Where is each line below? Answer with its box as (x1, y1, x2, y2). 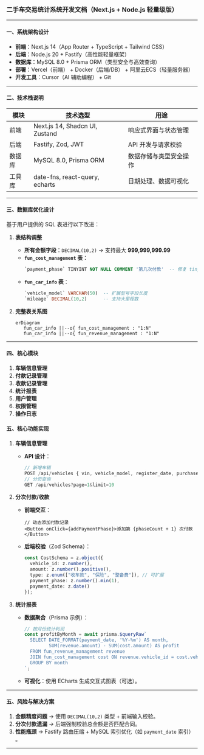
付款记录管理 (15, 372, 47, 379)
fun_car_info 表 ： (24, 278, 69, 285)
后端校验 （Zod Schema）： (24, 543, 91, 550)
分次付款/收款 (15, 493, 50, 501)
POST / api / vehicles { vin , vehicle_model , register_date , (24, 470, 174, 476)
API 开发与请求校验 (127, 140, 182, 148)
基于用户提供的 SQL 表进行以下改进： (6, 220, 100, 228)
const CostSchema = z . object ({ (24, 555, 104, 561)
